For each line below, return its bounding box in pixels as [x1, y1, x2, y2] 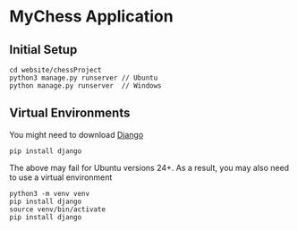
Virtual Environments [9, 106, 131, 121]
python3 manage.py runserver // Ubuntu [9, 73, 158, 82]
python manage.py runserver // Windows [9, 81, 163, 90]
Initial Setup [9, 42, 78, 57]
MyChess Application [9, 6, 174, 27]
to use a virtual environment [9, 172, 113, 183]
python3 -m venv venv [9, 189, 90, 198]
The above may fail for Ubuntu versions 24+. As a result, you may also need [9, 162, 289, 173]
